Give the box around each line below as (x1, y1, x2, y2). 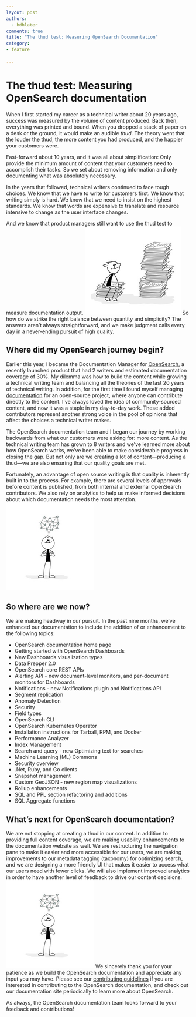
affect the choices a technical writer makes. (6, 417, 112, 424)
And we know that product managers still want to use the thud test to (6, 220, 173, 227)
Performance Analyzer (14, 735, 69, 742)
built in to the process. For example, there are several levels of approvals (6, 476, 181, 484)
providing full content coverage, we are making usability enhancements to (6, 836, 185, 843)
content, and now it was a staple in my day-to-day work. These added (6, 404, 176, 411)
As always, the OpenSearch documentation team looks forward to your (6, 999, 177, 1006)
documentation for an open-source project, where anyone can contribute (6, 391, 183, 399)
